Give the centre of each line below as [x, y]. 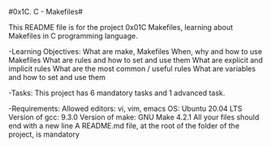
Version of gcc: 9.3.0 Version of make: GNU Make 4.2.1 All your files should [134, 117]
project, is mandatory [44, 134]
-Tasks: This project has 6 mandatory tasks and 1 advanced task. [117, 93]
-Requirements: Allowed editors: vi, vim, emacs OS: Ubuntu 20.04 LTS [125, 109]
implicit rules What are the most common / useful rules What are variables [132, 69]
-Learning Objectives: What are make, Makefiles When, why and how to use [135, 51]
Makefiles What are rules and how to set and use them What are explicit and [136, 60]
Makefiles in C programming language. [73, 36]
